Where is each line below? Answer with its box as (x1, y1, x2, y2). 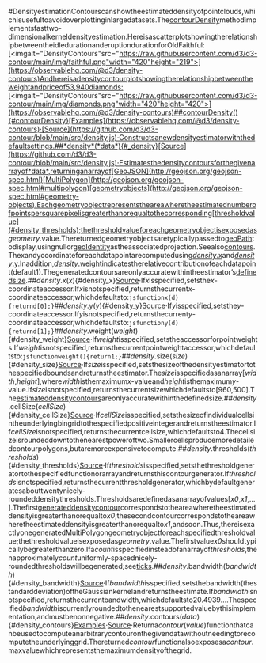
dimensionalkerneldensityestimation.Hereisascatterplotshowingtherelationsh (8, 32, 258, 41)
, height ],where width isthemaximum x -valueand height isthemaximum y (14, 377, 236, 386)
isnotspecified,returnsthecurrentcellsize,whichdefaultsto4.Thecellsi (36, 427, 256, 436)
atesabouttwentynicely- (8, 486, 85, 495)
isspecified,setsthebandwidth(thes (144, 578, 257, 588)
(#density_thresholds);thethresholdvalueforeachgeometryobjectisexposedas (8, 225, 257, 234)
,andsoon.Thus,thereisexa (169, 520, 255, 529)
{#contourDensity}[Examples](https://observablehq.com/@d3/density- (8, 116, 240, 125)
